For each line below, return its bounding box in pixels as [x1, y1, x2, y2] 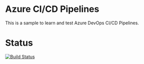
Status [5, 37, 33, 49]
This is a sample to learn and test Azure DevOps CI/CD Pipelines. [5, 20, 139, 26]
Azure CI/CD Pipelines [5, 3, 99, 15]
